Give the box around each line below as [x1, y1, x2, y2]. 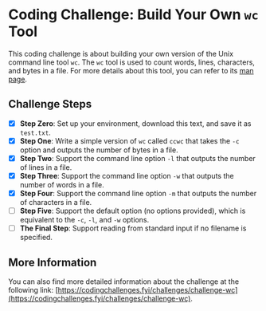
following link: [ [8, 285, 58, 294]
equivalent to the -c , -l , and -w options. [19, 215, 150, 225]
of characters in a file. [19, 198, 92, 207]
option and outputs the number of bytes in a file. [19, 145, 178, 155]
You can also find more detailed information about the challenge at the [8, 277, 240, 286]
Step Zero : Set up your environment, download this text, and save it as [19, 118, 252, 128]
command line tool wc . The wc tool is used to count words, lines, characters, [8, 57, 255, 67]
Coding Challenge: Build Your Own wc [8, 6, 259, 24]
